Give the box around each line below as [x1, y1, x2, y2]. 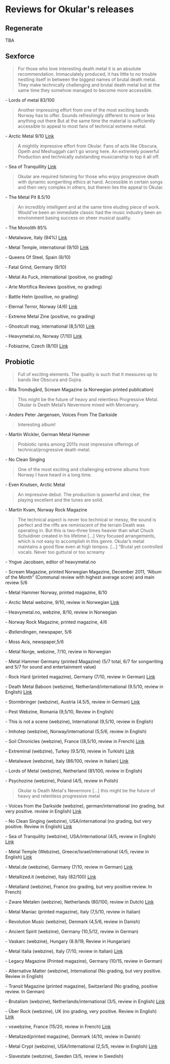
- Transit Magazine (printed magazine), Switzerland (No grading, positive [5, 983, 158, 989]
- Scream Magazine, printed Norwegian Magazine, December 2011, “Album [5, 568, 162, 574]
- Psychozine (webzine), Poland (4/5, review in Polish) [5, 778, 118, 784]
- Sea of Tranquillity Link [5, 163, 57, 169]
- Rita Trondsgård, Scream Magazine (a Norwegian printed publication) [5, 386, 154, 392]
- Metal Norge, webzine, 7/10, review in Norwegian [5, 648, 111, 654]
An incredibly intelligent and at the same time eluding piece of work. [17, 204, 160, 210]
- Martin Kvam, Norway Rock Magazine [5, 506, 87, 512]
